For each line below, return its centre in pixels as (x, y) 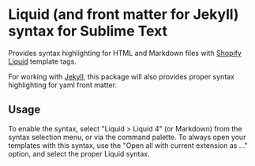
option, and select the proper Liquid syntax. (79, 153)
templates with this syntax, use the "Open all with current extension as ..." (128, 145)
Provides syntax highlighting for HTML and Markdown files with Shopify (125, 53)
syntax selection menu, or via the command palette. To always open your (127, 137)
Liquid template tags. (42, 61)
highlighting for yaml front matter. (62, 85)
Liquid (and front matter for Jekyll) (124, 15)
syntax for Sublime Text (88, 31)
